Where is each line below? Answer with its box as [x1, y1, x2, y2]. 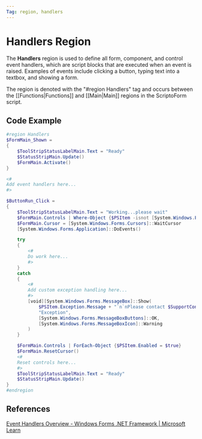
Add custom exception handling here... [28, 287, 128, 293]
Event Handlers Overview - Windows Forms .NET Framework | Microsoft [6, 420, 186, 427]
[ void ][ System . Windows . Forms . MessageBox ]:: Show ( [28, 298, 152, 304]
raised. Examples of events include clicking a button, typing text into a [6, 67, 180, 75]
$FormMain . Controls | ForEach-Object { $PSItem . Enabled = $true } [17, 343, 182, 349]
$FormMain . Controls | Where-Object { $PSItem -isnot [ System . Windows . [17, 215, 195, 221]
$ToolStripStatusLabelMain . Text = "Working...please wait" [17, 209, 168, 215]
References [6, 404, 50, 414]
